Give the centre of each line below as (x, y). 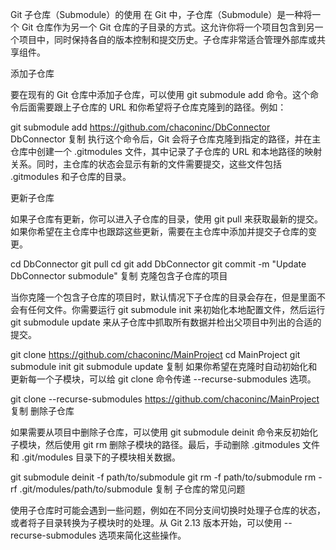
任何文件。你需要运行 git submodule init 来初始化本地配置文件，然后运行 (176, 309)
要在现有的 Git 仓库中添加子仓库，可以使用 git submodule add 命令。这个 (160, 94)
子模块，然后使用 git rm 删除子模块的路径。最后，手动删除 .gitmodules (155, 444)
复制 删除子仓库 (42, 411)
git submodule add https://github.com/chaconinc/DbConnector (140, 127)
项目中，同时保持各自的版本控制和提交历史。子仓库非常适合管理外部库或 (167, 39)
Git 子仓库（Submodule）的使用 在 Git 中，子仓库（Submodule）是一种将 (161, 14)
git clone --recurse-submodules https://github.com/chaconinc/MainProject (165, 399)
